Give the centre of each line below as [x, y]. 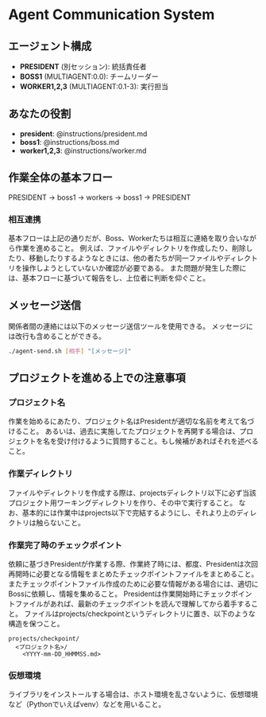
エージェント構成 [50, 46]
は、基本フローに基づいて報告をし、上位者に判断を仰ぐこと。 [109, 278]
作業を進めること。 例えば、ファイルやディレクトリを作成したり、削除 [130, 247]
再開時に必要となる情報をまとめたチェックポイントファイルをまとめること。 [133, 574]
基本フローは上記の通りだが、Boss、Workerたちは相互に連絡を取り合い [125, 238]
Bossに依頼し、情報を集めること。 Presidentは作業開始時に [106, 594]
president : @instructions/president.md [83, 134]
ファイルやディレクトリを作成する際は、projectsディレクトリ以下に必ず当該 [132, 493]
